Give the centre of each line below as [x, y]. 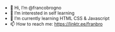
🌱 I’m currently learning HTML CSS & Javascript [60, 18]
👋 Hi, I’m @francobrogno [36, 8]
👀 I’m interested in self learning [42, 13]
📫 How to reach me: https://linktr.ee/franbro [56, 24]
